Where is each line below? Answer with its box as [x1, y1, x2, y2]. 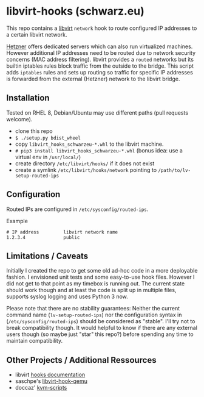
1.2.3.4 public [6, 234, 80, 240]
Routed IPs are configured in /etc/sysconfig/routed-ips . [6, 206, 149, 213]
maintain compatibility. [6, 337, 63, 345]
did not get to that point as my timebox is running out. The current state [6, 280, 185, 287]
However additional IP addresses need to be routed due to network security [6, 49, 196, 56]
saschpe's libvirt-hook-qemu [15, 377, 88, 385]
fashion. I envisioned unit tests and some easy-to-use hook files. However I [6, 273, 195, 281]
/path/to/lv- [157, 167, 191, 173]
